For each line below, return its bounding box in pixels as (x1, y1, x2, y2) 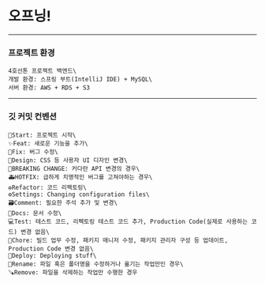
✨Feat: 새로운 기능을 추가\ (8, 139, 88, 147)
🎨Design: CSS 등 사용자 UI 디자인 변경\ (8, 156, 128, 164)
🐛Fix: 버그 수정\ (8, 148, 59, 156)
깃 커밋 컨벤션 (8, 111, 58, 123)
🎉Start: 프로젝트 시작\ (8, 131, 77, 139)
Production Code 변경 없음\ (8, 244, 94, 253)
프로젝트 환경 (8, 47, 55, 58)
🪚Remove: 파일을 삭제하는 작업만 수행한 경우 (8, 268, 138, 277)
